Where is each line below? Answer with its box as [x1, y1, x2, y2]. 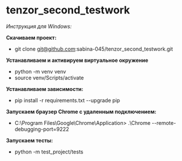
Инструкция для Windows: [6, 23, 72, 30]
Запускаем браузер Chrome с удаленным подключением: [6, 108, 157, 115]
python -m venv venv [14, 68, 66, 75]
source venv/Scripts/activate [14, 74, 84, 81]
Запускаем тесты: [6, 136, 53, 143]
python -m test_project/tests [14, 148, 84, 155]
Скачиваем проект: [6, 34, 57, 41]
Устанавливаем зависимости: [6, 85, 84, 92]
